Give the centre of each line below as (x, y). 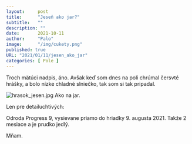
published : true (26, 50)
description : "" (26, 28)
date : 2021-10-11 (35, 34)
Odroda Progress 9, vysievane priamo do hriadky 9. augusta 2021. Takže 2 (96, 118)
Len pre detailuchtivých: (35, 106)
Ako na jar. (68, 95)
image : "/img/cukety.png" (44, 45)
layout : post (27, 11)
